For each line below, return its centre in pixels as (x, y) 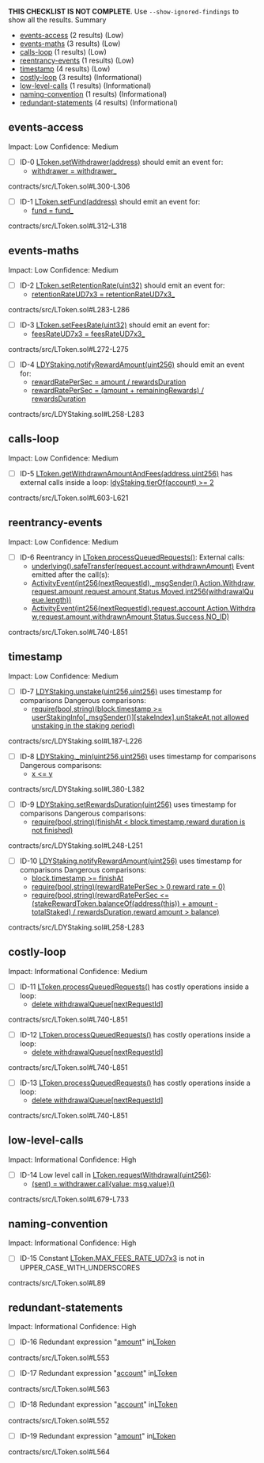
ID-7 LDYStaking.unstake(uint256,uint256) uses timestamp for (121, 691)
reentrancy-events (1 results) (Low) (77, 60)
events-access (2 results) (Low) (72, 35)
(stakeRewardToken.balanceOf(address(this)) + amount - (125, 903)
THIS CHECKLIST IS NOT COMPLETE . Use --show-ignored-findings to (124, 11)
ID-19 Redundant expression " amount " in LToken (98, 1436)
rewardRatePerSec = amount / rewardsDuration (109, 382)
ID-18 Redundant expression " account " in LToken (98, 1404)
